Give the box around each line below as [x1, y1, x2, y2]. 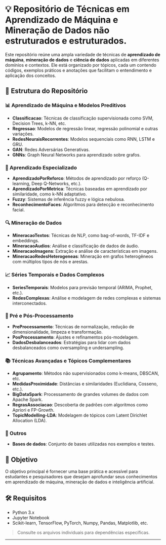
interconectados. [12, 300, 47, 306]
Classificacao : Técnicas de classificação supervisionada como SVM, [12, 115, 154, 121]
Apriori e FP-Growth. [12, 407, 55, 413]
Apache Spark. [12, 396, 43, 403]
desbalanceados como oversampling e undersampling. [12, 345, 124, 350]
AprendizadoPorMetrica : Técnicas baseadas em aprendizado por [12, 186, 147, 192]
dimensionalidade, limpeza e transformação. [12, 329, 103, 335]
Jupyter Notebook [12, 515, 49, 521]
